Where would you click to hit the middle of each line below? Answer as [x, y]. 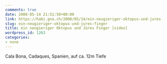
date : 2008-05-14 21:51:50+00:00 [40, 14]
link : [11, 19]
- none [12, 42]
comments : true [21, 10]
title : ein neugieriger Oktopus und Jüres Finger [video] [66, 28]
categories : [17, 38]
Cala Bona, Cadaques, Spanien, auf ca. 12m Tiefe [56, 56]
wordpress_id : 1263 [25, 33]
